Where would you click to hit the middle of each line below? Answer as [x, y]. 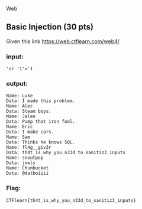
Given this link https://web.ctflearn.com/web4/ [63, 41]
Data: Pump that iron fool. [41, 122]
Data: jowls [21, 163]
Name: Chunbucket [28, 168]
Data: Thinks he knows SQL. [41, 142]
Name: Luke [20, 96]
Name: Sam [18, 137]
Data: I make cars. [30, 132]
